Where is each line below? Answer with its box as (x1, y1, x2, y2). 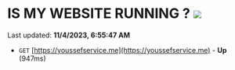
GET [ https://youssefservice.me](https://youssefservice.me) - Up (18, 45, 227, 54)
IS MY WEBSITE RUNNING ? (7, 5, 191, 23)
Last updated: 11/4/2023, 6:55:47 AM (7, 30, 131, 40)
